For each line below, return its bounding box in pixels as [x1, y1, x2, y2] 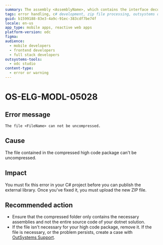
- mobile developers [9, 43, 51, 48]
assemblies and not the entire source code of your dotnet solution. [12, 219, 146, 225]
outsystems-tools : [5, 57, 42, 62]
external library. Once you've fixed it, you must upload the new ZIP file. [5, 187, 147, 192]
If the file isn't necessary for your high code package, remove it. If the [12, 224, 152, 230]
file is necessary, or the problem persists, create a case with [12, 229, 133, 235]
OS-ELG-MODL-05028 [5, 91, 98, 103]
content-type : [5, 66, 34, 71]
